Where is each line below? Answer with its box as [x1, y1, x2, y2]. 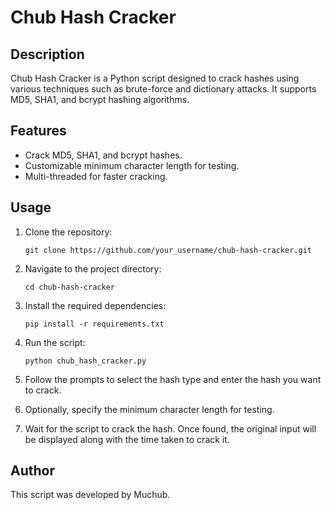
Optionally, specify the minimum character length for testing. [24, 403, 275, 415]
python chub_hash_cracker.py [24, 356, 147, 366]
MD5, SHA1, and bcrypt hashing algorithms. [10, 94, 190, 105]
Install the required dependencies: [24, 299, 167, 311]
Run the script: [24, 336, 86, 348]
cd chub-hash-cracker [24, 282, 115, 292]
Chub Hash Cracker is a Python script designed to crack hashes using [10, 72, 300, 84]
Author [10, 462, 55, 480]
